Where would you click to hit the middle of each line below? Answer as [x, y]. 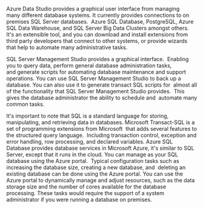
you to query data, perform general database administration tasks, [89, 65]
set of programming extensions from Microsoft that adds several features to [101, 129]
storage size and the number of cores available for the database [86, 187]
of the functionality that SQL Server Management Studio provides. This [95, 91]
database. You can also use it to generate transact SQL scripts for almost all [102, 85]
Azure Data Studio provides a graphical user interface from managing [93, 9]
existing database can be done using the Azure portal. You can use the [95, 174]
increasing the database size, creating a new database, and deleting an [96, 167]
